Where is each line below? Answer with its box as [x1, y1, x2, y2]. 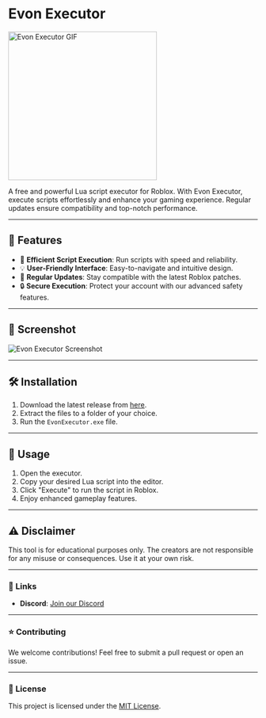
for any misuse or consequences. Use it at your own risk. [8, 554, 194, 563]
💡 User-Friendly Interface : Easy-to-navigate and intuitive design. [19, 263, 234, 273]
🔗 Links [8, 580, 37, 591]
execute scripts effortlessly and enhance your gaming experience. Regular [8, 195, 252, 204]
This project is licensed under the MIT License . [8, 701, 161, 710]
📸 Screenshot [8, 323, 77, 337]
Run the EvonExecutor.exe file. [19, 417, 118, 426]
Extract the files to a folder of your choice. [19, 409, 158, 418]
